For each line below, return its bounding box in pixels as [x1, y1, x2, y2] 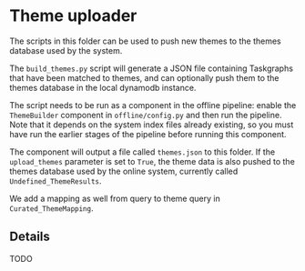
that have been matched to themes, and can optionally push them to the [9, 72, 280, 83]
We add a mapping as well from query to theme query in [9, 193, 220, 204]
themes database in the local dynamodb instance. [9, 82, 197, 93]
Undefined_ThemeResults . [9, 175, 102, 186]
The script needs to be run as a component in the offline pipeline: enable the [9, 99, 297, 110]
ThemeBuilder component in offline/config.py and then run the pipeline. [9, 109, 282, 120]
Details [9, 229, 50, 245]
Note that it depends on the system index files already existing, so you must [9, 119, 294, 130]
